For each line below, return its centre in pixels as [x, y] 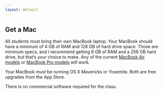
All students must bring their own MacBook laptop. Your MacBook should [79, 41]
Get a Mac [21, 30]
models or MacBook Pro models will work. [47, 63]
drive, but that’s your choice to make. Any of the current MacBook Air [75, 57]
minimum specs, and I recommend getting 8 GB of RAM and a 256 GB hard [81, 52]
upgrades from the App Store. [35, 77]
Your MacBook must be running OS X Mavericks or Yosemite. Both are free [81, 72]
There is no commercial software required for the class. [61, 87]
